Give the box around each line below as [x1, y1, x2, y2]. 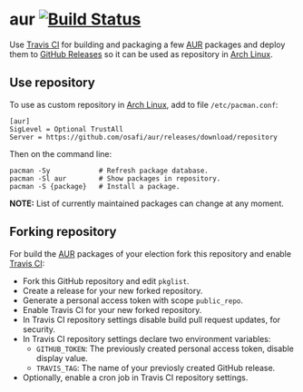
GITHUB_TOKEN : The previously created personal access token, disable [35, 343, 295, 354]
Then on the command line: [9, 148, 112, 159]
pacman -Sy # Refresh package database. [9, 166, 209, 175]
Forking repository [9, 224, 117, 240]
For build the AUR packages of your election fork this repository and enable [9, 248, 292, 259]
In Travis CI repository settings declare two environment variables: [22, 333, 271, 344]
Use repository [9, 75, 95, 91]
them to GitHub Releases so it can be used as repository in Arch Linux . [9, 48, 274, 59]
